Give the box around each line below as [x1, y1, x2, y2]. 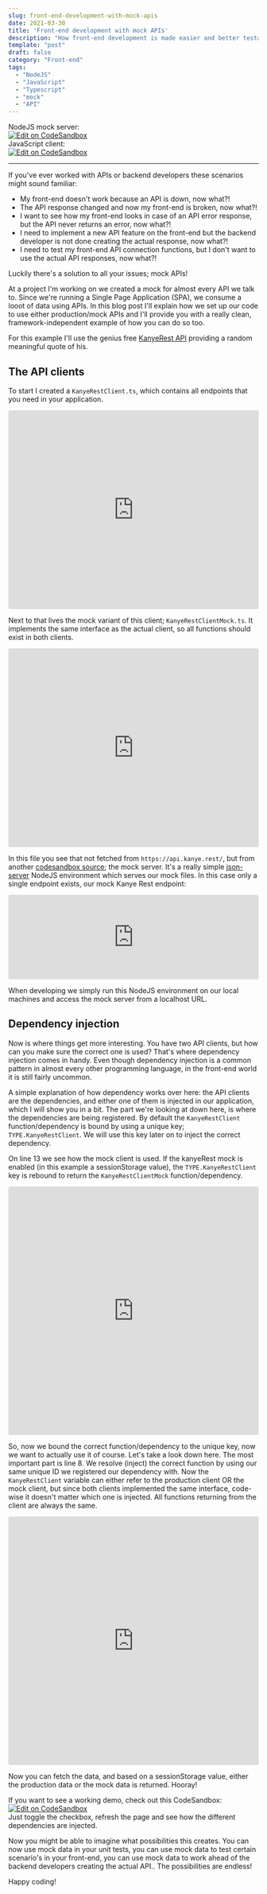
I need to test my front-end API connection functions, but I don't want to [19, 245, 256, 254]
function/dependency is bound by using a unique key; [8, 1121, 185, 1131]
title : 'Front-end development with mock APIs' [8, 26, 169, 34]
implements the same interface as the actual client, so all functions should [8, 623, 251, 633]
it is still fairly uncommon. [8, 1072, 92, 1081]
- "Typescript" [15, 85, 66, 94]
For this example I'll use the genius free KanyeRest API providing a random [8, 333, 253, 343]
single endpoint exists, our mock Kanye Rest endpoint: [8, 879, 187, 888]
